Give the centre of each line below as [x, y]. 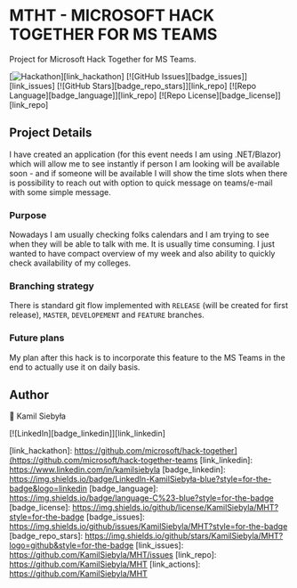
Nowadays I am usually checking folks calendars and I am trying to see [139, 235]
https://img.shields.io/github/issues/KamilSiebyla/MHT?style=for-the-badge [148, 527]
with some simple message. [60, 192]
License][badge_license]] [235, 95]
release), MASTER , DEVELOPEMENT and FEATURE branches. [107, 315]
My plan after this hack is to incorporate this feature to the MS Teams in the [148, 357]
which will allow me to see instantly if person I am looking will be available [144, 163]
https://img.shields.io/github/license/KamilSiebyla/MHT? [175, 508]
